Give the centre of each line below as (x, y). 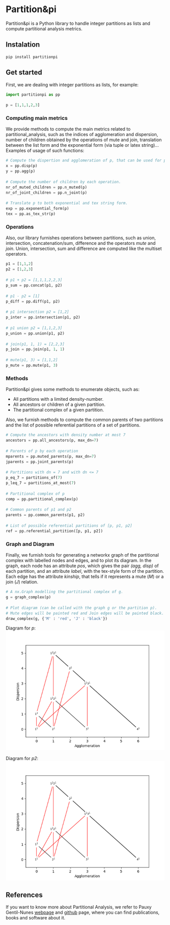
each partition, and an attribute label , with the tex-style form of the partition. (85, 571)
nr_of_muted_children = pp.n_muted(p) (46, 187)
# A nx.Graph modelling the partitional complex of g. (65, 592)
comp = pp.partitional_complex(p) (42, 499)
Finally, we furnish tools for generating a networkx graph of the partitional (82, 555)
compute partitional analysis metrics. (44, 28)
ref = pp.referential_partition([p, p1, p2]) (54, 531)
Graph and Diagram (30, 544)
